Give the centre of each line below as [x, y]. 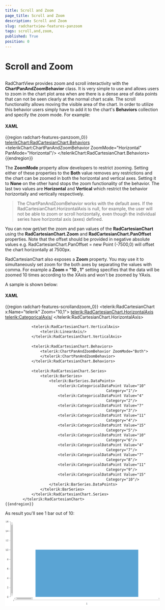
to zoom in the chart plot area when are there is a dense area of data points [81, 94]
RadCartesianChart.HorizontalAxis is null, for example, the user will [85, 208]
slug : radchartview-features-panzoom [44, 26]
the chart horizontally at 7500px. [38, 249]
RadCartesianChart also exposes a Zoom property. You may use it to [74, 259]
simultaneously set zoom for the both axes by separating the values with [79, 264]
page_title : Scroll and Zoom [35, 16]
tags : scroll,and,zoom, [29, 31]
